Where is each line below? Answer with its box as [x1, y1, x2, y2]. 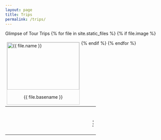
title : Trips [5, 12, 33, 17]
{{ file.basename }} [23, 94, 63, 100]
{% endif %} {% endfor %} [81, 40, 136, 46]
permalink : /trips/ [5, 17, 46, 22]
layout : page [5, 7, 33, 13]
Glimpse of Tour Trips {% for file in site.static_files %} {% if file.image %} [5, 31, 156, 37]
